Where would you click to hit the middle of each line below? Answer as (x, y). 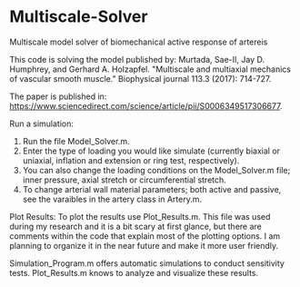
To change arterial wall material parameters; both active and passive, (152, 189)
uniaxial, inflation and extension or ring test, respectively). (131, 160)
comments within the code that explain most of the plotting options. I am (145, 236)
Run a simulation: (42, 124)
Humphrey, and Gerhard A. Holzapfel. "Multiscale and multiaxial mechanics (150, 69)
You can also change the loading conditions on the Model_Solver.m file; (156, 170)
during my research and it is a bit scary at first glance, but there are (135, 226)
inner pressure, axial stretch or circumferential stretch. (125, 180)
